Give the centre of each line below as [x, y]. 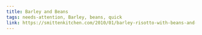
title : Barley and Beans [37, 12]
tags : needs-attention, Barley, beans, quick [64, 17]
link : [13, 23]
